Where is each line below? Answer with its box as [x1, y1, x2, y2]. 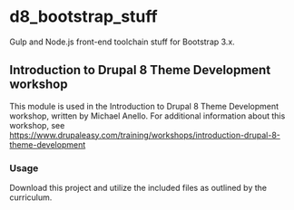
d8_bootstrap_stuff [9, 6, 158, 27]
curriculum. [9, 192, 53, 203]
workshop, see [9, 119, 65, 130]
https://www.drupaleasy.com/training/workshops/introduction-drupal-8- [9, 129, 281, 140]
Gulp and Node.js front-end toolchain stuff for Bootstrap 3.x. [9, 36, 236, 47]
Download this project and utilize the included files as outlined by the [9, 183, 268, 194]
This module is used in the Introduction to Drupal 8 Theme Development [9, 100, 279, 111]
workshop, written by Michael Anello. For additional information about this [9, 110, 286, 121]
